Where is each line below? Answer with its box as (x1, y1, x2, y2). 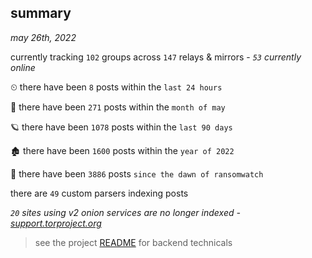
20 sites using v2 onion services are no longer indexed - (10, 206, 241, 218)
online (10, 61, 36, 73)
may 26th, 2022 (10, 31, 77, 43)
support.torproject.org (10, 217, 102, 229)
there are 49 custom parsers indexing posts (10, 187, 189, 199)
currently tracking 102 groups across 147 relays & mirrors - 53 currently (10, 51, 302, 63)
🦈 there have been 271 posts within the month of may (10, 101, 226, 113)
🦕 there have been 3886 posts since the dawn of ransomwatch (10, 167, 264, 180)
